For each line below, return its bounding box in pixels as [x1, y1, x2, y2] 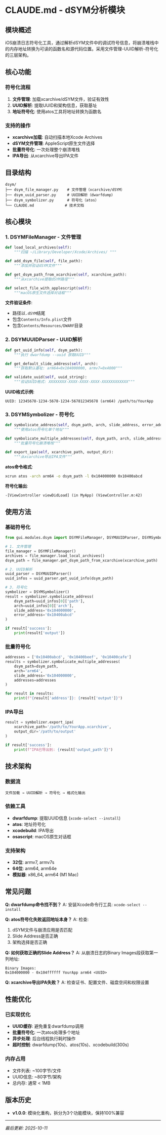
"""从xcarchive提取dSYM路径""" [14, 277, 75, 282]
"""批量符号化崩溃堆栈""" [14, 441, 61, 446]
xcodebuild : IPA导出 [12, 827, 54, 833]
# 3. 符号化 [5, 585, 28, 590]
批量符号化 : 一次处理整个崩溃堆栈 [12, 146, 80, 152]
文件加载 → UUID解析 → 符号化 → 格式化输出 [5, 791, 85, 796]
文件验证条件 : [5, 300, 33, 306]
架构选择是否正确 [12, 939, 47, 945]
